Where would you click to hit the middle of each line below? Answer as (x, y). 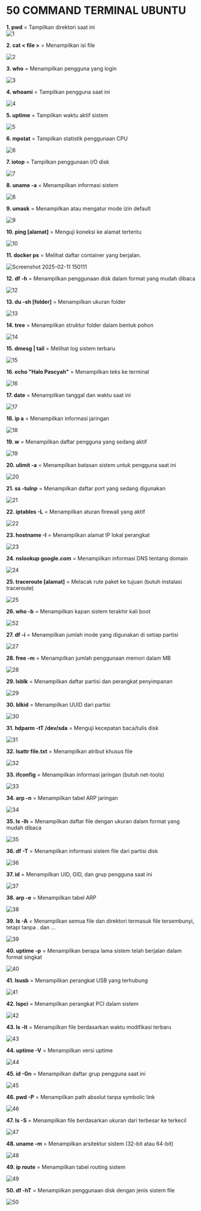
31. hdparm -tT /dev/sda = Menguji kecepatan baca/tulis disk (82, 728)
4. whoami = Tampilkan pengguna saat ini (58, 91)
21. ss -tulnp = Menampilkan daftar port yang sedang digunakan (86, 488)
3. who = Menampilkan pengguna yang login (61, 68)
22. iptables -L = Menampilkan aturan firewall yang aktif (76, 512)
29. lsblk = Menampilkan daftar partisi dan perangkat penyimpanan (89, 681)
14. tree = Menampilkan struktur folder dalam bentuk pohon (80, 325)
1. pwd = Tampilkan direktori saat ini (51, 27)
